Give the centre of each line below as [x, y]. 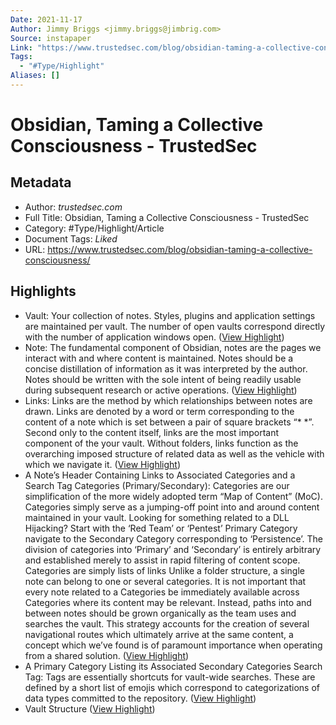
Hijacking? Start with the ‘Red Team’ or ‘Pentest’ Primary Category [161, 528]
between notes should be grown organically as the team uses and [160, 613]
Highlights [43, 291]
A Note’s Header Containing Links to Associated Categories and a [160, 475]
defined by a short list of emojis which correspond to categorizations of [172, 687]
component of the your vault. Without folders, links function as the [161, 443]
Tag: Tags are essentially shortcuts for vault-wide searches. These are [170, 677]
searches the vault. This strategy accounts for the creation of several [167, 623]
